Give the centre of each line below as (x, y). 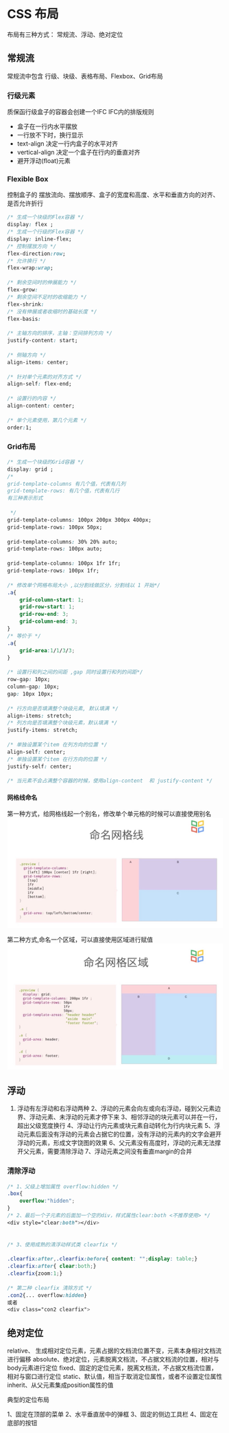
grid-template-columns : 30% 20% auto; (62, 542)
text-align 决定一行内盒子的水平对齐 (68, 144)
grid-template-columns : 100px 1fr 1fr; (64, 564)
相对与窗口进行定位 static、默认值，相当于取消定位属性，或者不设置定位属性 (115, 1377)
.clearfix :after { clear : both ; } (52, 1266)
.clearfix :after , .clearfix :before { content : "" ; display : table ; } (103, 1259)
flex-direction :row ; (37, 254)
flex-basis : (24, 319)
